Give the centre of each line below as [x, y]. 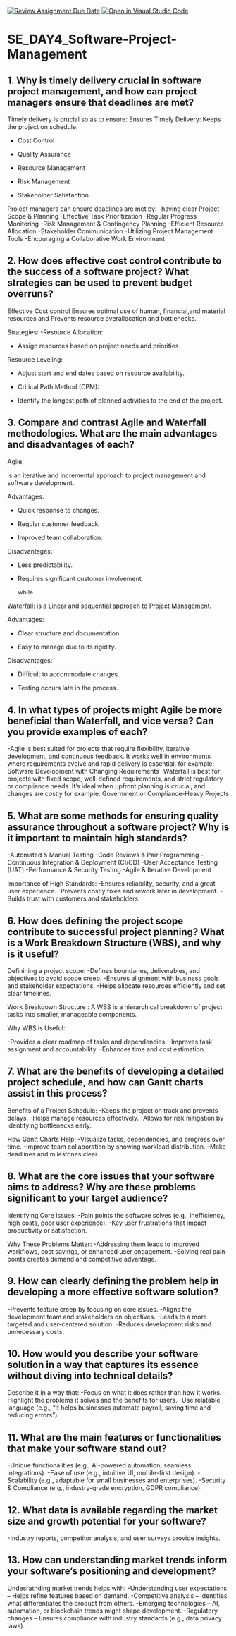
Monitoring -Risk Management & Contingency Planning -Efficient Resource [116, 224]
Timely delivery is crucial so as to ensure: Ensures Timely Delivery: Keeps [114, 119]
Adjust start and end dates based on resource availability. [101, 373]
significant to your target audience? [88, 1198]
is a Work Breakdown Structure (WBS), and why [114, 942]
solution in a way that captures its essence [103, 1365]
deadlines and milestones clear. [53, 1154]
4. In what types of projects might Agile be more [115, 710]
